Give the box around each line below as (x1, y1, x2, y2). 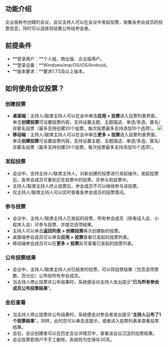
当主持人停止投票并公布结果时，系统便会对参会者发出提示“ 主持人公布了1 (12, 311, 161, 317)
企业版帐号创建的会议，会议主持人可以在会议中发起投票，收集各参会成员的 (5, 19, 158, 25)
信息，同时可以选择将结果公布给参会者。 (9, 25, 93, 31)
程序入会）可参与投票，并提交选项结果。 (12, 221, 96, 227)
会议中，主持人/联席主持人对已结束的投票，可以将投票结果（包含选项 (12, 266, 154, 272)
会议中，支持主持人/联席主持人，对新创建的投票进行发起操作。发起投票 (12, 170, 159, 177)
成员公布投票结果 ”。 (12, 285, 54, 291)
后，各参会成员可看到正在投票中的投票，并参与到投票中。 (12, 177, 131, 183)
